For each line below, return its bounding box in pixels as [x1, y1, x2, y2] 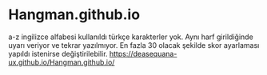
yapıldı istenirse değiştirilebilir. [8, 49, 108, 58]
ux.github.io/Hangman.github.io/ [8, 57, 115, 67]
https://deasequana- [109, 49, 177, 58]
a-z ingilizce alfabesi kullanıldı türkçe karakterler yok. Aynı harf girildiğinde [8, 32, 253, 41]
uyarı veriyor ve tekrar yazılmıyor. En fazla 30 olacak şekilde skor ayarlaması [8, 40, 260, 49]
